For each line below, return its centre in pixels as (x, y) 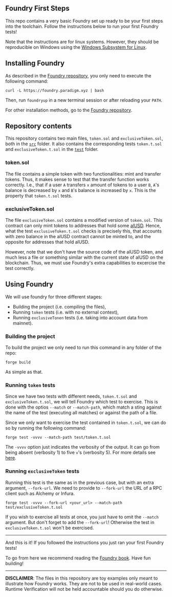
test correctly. (20, 268)
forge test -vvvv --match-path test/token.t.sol (58, 438)
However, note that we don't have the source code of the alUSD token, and (84, 252)
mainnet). (23, 323)
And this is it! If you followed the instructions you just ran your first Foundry (84, 542)
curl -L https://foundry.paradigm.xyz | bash (55, 90)
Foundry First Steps (38, 8)
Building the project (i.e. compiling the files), (59, 306)
